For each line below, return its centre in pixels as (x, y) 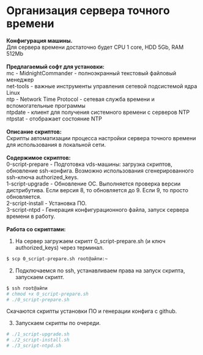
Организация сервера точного (88, 11)
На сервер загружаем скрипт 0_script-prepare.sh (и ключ (90, 241)
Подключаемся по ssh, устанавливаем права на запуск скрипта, (100, 271)
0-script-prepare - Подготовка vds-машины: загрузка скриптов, (89, 164)
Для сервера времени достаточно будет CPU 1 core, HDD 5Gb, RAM (95, 47)
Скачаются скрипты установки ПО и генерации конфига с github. (92, 311)
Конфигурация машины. (39, 40)
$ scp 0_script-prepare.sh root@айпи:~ (57, 259)
